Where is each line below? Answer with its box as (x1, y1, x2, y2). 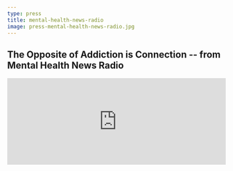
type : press (7, 10, 42, 17)
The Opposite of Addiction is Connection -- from (7, 48, 221, 60)
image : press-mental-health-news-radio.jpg (7, 23, 135, 30)
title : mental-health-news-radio (7, 17, 104, 24)
